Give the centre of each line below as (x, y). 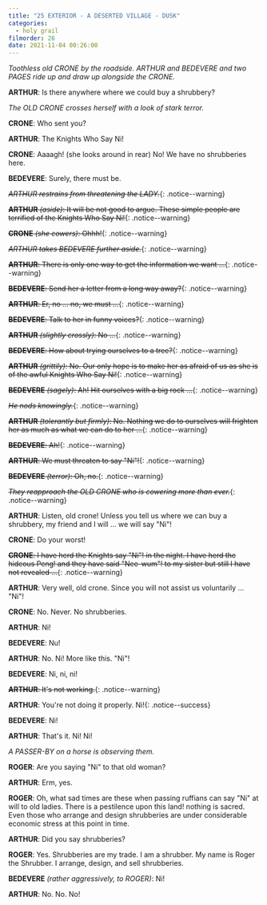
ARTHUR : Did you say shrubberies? (67, 839)
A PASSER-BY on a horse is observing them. (81, 752)
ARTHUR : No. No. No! (44, 895)
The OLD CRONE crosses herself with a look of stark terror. (106, 108)
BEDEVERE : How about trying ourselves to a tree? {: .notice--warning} (123, 351)
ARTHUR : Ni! (30, 627)
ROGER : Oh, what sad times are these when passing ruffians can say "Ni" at (133, 798)
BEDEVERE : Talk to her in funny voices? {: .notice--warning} (107, 320)
